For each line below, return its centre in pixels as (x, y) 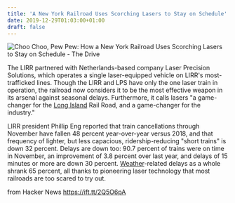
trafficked (21, 83)
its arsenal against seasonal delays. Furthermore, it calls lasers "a (102, 98)
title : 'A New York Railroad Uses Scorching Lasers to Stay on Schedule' (117, 14)
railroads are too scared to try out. (57, 178)
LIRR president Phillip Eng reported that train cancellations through (103, 126)
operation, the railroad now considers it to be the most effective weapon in (115, 90)
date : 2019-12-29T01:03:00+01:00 (56, 20)
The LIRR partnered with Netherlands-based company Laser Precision (109, 68)
